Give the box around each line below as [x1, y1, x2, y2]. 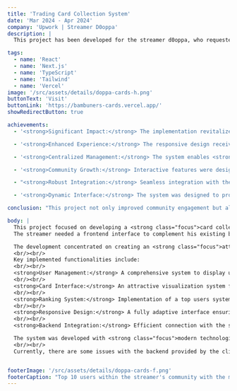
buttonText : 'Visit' [7, 95, 68, 103]
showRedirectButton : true [7, 109, 83, 116]
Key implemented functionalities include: [13, 256, 140, 264]
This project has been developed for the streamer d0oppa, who [13, 37, 203, 44]
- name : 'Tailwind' [13, 76, 71, 83]
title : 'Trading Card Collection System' [7, 10, 131, 18]
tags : [7, 49, 23, 57]
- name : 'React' [13, 56, 61, 64]
